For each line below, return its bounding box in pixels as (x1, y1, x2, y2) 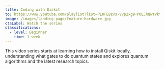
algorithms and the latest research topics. (5, 58, 89, 64)
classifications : (5, 25, 41, 30)
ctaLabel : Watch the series (5, 21, 63, 26)
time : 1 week (14, 35, 41, 40)
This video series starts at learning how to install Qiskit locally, (5, 47, 131, 54)
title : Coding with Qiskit (5, 7, 60, 12)
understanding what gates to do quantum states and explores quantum (5, 53, 149, 59)
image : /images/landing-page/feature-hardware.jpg (5, 16, 111, 21)
